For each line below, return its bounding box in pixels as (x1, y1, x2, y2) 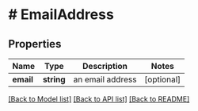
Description (82, 61, 128, 71)
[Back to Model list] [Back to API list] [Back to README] (8, 94, 190, 104)
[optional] (144, 74, 181, 85)
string (42, 74, 66, 85)
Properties (8, 37, 62, 51)
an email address (73, 74, 137, 85)
